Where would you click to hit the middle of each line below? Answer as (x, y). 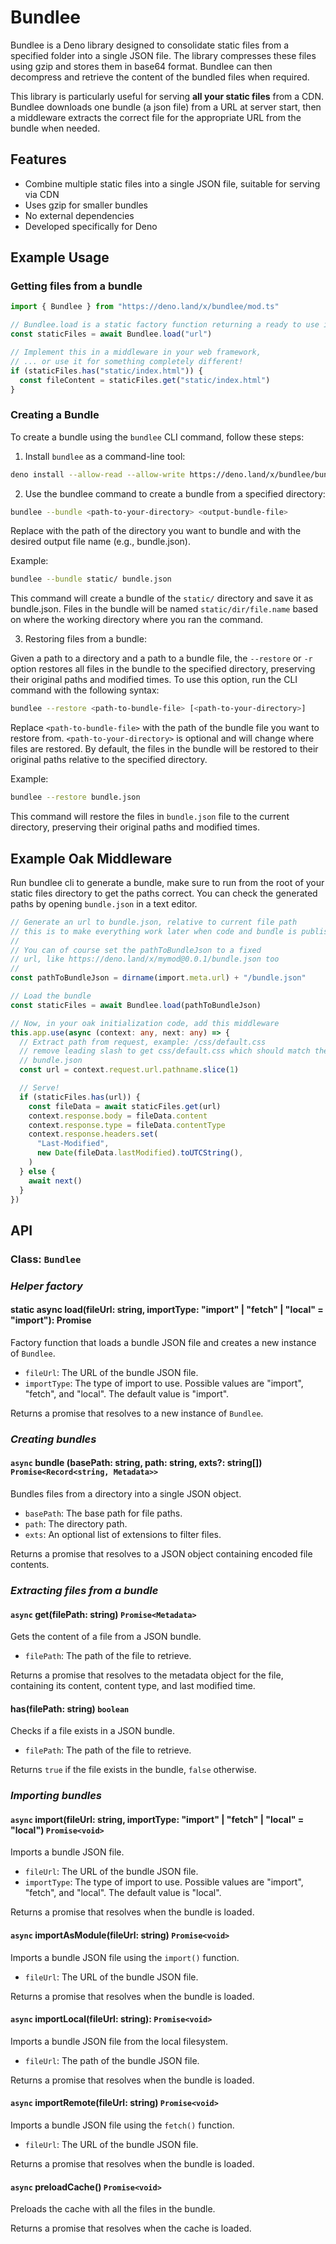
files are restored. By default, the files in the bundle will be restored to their (164, 749)
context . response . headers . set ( (93, 1134)
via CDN (42, 194)
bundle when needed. (55, 128)
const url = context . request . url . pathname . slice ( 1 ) (129, 1070)
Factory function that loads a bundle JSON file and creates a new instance (163, 1342)
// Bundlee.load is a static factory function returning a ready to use (165, 325)
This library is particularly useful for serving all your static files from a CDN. (167, 96)
